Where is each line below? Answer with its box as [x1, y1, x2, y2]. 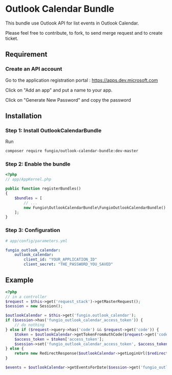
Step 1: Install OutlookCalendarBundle [5, 127, 102, 134]
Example [5, 276, 34, 285]
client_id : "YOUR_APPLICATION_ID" [24, 257, 97, 262]
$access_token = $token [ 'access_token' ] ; [14, 337, 104, 342]
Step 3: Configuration [5, 227, 60, 234]
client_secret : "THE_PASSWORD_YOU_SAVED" [24, 262, 114, 267]
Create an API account [5, 65, 62, 73]
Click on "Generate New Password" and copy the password [5, 97, 132, 103]
